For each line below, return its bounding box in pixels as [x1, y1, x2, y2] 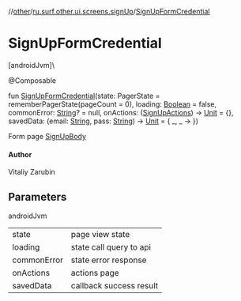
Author [8, 149, 32, 159]
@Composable [8, 75, 57, 85]
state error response [70, 254, 147, 265]
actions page [70, 267, 120, 278]
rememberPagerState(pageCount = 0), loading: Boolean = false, [8, 99, 217, 109]
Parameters [8, 190, 67, 204]
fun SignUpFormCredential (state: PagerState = [8, 91, 160, 100]
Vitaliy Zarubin [8, 167, 55, 177]
